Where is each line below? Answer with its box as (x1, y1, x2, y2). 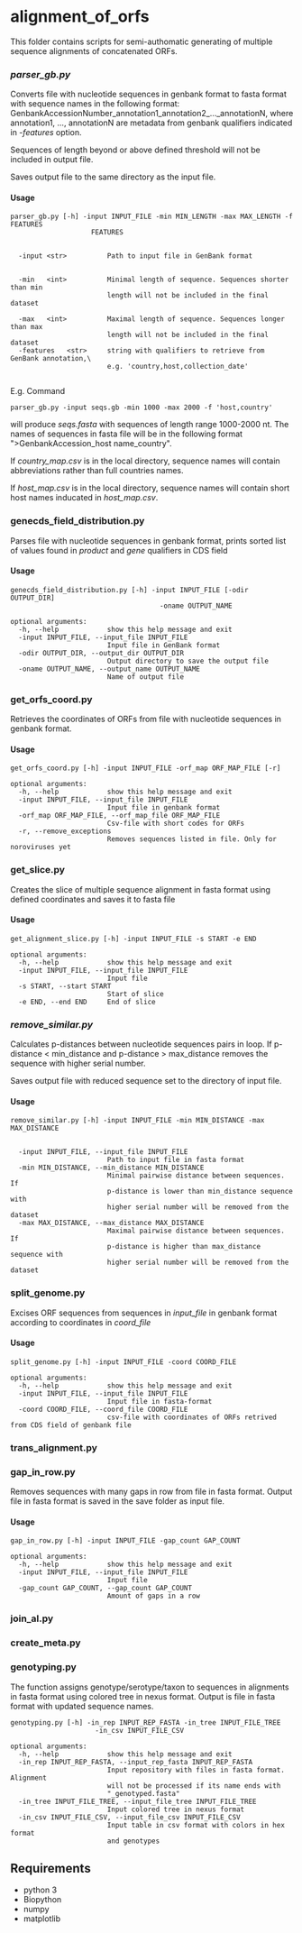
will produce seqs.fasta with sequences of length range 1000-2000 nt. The (10, 419, 289, 430)
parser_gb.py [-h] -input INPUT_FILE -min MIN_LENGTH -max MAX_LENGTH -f (10, 212, 294, 222)
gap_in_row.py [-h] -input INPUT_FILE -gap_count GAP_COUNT (10, 1536, 242, 1545)
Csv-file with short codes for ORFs (106, 819, 245, 829)
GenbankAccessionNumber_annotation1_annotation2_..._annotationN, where (10, 108, 294, 119)
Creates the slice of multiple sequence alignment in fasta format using (10, 884, 271, 894)
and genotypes (106, 1837, 160, 1846)
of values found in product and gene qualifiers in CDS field (10, 545, 228, 555)
